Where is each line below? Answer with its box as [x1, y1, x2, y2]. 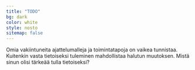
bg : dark [6, 14, 28, 20]
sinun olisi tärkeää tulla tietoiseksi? [6, 59, 90, 66]
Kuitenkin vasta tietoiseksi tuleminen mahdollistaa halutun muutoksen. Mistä [6, 52, 190, 60]
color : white [6, 19, 38, 25]
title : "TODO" [6, 8, 41, 15]
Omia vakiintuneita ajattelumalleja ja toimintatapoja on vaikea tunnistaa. [6, 46, 178, 53]
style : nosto [6, 24, 38, 31]
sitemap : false [6, 30, 43, 36]
